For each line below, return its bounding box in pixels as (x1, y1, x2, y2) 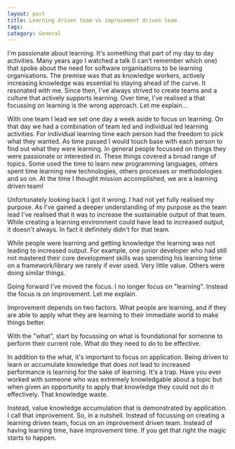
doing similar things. (7, 269, 66, 277)
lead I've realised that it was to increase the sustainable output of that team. (7, 210, 227, 219)
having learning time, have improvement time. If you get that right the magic (7, 426, 227, 435)
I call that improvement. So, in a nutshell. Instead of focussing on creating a (7, 411, 225, 420)
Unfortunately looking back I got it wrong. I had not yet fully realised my (7, 196, 215, 204)
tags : (7, 23, 23, 30)
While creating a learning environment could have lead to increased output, (7, 218, 225, 227)
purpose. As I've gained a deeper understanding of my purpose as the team (7, 203, 227, 211)
